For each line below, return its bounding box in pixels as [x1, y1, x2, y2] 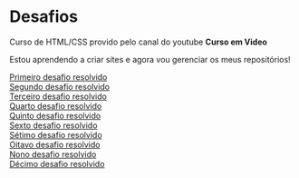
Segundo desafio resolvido [9, 81, 111, 92]
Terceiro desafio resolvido [9, 91, 107, 102]
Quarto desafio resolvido [9, 100, 102, 111]
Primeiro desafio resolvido [9, 71, 108, 83]
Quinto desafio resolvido [9, 110, 101, 121]
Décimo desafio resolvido [9, 158, 105, 169]
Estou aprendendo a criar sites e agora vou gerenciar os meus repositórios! [9, 54, 292, 64]
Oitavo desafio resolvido [9, 139, 101, 150]
